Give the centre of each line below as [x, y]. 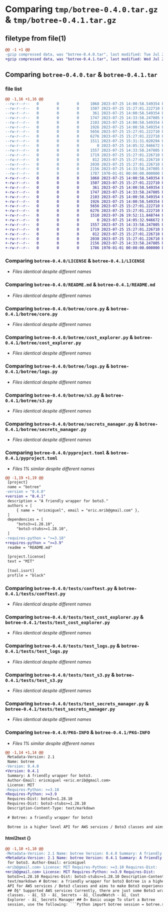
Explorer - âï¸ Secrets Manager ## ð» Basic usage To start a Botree [81, 900]
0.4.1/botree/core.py [31, 314]
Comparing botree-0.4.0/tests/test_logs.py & [63, 646]
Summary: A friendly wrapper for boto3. [50, 775]
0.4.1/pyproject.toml [31, 458]
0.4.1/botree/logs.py [31, 372]
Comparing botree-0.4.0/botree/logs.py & [57, 366]
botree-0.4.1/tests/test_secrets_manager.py [60, 709]
